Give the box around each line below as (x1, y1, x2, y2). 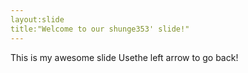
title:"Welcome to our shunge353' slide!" (10, 24, 190, 34)
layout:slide (10, 14, 65, 25)
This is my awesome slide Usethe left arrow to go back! (10, 51, 239, 63)
